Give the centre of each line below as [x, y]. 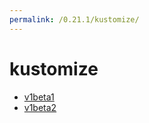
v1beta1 [39, 97]
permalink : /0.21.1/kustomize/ [74, 19]
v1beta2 [40, 107]
